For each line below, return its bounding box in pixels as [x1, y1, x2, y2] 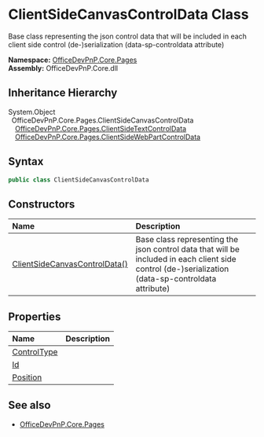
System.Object [8, 107, 56, 116]
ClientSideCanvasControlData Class [8, 6, 249, 24]
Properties [8, 310, 61, 323]
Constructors [8, 197, 75, 211]
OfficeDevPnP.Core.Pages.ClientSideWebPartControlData [15, 132, 201, 141]
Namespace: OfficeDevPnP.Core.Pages [8, 55, 137, 64]
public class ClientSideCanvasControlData [8, 175, 149, 184]
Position [12, 372, 42, 383]
